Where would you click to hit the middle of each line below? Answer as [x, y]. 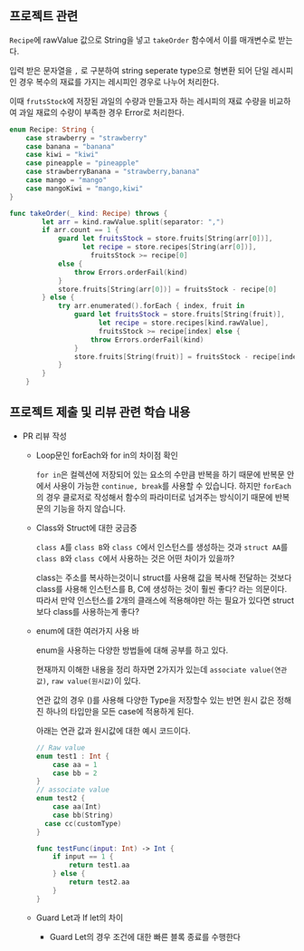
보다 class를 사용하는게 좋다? [88, 611]
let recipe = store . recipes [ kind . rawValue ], [184, 323]
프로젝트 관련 [44, 16]
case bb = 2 [75, 773]
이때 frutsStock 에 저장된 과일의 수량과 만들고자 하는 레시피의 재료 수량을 [138, 101]
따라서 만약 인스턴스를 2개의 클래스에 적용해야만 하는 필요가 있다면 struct [165, 600]
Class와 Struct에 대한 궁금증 [86, 528]
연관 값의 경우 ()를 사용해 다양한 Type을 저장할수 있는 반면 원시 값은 [155, 700]
